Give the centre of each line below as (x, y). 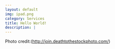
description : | (20, 28)
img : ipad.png (19, 14)
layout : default (21, 9)
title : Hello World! (26, 23)
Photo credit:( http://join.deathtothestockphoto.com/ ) (58, 41)
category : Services (25, 18)
